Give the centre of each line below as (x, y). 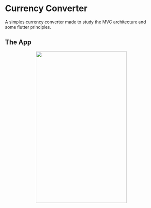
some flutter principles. (28, 27)
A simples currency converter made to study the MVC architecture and (75, 22)
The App (18, 42)
